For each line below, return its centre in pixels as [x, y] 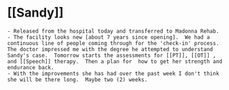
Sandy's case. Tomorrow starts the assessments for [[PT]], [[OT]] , [112, 55]
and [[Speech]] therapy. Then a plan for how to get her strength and [115, 61]
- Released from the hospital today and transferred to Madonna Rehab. [113, 31]
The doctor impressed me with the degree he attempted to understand [110, 49]
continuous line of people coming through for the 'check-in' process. [113, 43]
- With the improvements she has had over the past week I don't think [113, 73]
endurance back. [31, 67]
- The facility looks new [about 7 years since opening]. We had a [109, 37]
